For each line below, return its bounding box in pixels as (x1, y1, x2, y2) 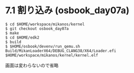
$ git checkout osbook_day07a (5, 26, 69, 31)
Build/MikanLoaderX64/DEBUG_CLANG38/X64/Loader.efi (5, 48, 116, 53)
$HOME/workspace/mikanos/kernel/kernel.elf (5, 53, 99, 58)
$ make (5, 30, 19, 35)
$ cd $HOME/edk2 (5, 35, 39, 40)
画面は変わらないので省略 (5, 62, 59, 68)
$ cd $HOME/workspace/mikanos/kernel (5, 21, 85, 27)
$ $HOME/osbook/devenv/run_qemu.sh (5, 44, 80, 49)
